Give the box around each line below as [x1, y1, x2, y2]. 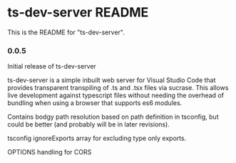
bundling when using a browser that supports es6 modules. [7, 99, 183, 107]
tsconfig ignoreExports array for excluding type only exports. [7, 134, 187, 143]
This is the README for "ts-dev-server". [7, 28, 125, 36]
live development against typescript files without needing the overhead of [7, 91, 225, 100]
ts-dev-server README [7, 4, 149, 21]
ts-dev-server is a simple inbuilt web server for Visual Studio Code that [7, 76, 216, 84]
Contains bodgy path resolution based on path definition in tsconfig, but [7, 112, 219, 122]
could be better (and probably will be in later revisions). [7, 120, 170, 129]
